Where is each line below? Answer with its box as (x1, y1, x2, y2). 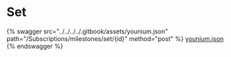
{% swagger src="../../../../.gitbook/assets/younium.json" (6, 27, 168, 35)
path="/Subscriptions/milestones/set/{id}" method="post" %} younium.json (6, 34, 224, 42)
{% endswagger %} (6, 42, 63, 50)
